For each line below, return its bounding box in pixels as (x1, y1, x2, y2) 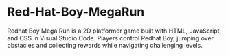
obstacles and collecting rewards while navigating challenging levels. (7, 41, 203, 49)
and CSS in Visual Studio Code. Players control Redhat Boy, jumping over (7, 33, 214, 42)
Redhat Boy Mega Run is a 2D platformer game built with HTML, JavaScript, (7, 27, 222, 35)
